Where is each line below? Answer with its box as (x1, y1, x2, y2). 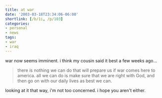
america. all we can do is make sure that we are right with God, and (17, 72, 155, 78)
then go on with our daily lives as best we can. (17, 78, 112, 84)
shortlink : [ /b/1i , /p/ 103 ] (5, 16, 63, 21)
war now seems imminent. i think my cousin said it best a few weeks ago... (5, 57, 158, 63)
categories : (5, 21, 30, 26)
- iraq (5, 44, 19, 49)
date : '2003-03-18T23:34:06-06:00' (5, 12, 79, 17)
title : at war (5, 7, 35, 12)
